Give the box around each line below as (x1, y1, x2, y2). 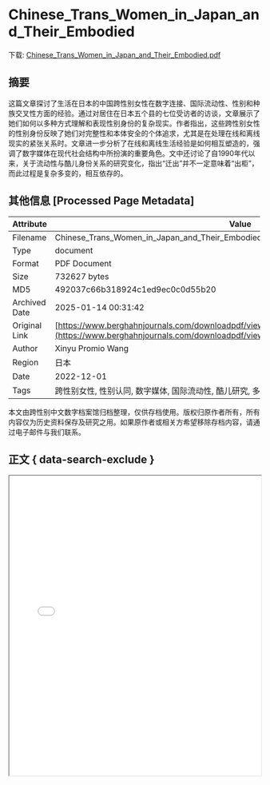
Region (12, 357, 39, 368)
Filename (12, 232, 47, 243)
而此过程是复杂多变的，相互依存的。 (8, 168, 128, 177)
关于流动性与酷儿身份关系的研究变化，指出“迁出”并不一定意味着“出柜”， (22, 158, 259, 168)
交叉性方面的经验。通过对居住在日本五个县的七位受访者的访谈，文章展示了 (14, 108, 260, 118)
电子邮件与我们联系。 (14, 427, 85, 436)
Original (12, 320, 42, 331)
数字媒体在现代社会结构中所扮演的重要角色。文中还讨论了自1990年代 (22, 148, 248, 157)
